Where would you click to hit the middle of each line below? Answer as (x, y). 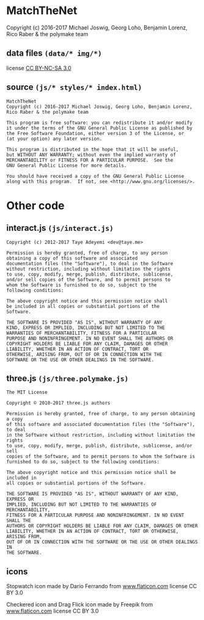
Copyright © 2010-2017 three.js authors (59, 403)
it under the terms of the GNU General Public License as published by (99, 128)
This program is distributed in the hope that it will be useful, (93, 149)
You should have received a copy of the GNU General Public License (95, 176)
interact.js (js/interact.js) (60, 228)
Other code (36, 206)
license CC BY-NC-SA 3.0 (39, 68)
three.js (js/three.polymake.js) (67, 378)
